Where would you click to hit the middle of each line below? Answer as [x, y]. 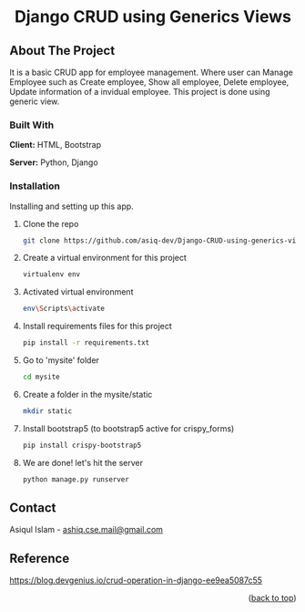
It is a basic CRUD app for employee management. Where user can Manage [151, 72]
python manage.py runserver [76, 479]
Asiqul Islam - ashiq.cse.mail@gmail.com [86, 530]
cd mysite [41, 377]
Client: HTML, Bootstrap [56, 145]
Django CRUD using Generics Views [153, 17]
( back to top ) [272, 598]
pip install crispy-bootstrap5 [82, 445]
